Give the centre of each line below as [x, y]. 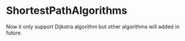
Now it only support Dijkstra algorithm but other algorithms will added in [93, 27]
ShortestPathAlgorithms [67, 11]
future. [14, 32]
